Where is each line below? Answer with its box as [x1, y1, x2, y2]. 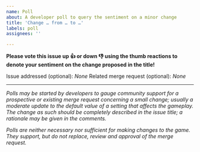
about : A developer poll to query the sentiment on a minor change [6, 14, 177, 20]
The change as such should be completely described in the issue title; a [6, 109, 183, 116]
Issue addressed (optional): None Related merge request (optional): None [6, 72, 186, 80]
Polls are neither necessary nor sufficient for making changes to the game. [6, 126, 190, 134]
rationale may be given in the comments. [6, 115, 107, 122]
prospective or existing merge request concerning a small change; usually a [6, 96, 193, 103]
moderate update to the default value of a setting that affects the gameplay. [6, 102, 193, 110]
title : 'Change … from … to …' [6, 20, 84, 26]
